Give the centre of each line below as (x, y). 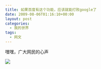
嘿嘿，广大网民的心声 (27, 52)
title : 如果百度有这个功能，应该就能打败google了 (51, 10)
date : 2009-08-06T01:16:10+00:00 (40, 14)
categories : (17, 23)
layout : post (19, 19)
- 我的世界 (19, 28)
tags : (11, 33)
